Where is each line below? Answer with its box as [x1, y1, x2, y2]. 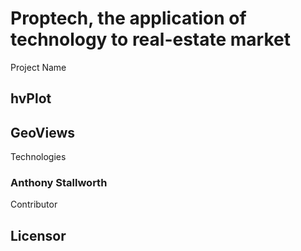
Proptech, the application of [10, 7, 247, 30]
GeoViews [10, 124, 76, 141]
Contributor [10, 198, 58, 211]
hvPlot [10, 90, 52, 107]
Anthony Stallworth [10, 176, 108, 190]
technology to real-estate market [10, 28, 291, 51]
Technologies [10, 151, 67, 163]
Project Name [10, 61, 67, 73]
